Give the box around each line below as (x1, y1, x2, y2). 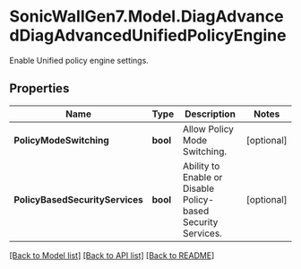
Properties (9, 81, 70, 96)
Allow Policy (182, 123, 235, 135)
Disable (182, 182, 215, 195)
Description (185, 108, 236, 120)
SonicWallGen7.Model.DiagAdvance (9, 6, 284, 27)
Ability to (182, 160, 220, 172)
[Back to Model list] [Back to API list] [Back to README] (9, 249, 215, 261)
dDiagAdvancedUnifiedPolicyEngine (9, 25, 287, 46)
